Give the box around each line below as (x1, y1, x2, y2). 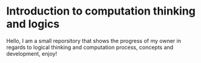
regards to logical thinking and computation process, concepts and (6, 44, 174, 51)
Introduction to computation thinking (6, 4, 196, 18)
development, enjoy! (6, 50, 58, 57)
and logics (6, 17, 60, 31)
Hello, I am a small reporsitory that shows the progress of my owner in (6, 37, 182, 44)
